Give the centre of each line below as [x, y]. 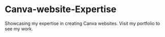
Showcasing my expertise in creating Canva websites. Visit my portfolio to [82, 23]
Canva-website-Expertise [61, 9]
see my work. [19, 28]
